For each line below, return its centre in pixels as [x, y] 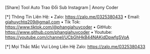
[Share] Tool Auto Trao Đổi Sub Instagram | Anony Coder [62, 7]
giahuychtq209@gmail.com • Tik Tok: [43, 22]
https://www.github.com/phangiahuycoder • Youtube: [59, 32]
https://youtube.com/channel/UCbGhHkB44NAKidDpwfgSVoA [67, 37]
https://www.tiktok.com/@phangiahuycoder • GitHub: [59, 27]
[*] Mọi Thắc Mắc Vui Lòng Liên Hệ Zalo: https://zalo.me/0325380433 [75, 47]
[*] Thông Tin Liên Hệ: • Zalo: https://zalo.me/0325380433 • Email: [73, 17]
